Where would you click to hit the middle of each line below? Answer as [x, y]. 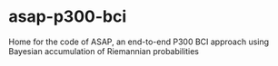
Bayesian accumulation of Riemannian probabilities [104, 51]
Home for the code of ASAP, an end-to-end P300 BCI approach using [139, 42]
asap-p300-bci [68, 17]
